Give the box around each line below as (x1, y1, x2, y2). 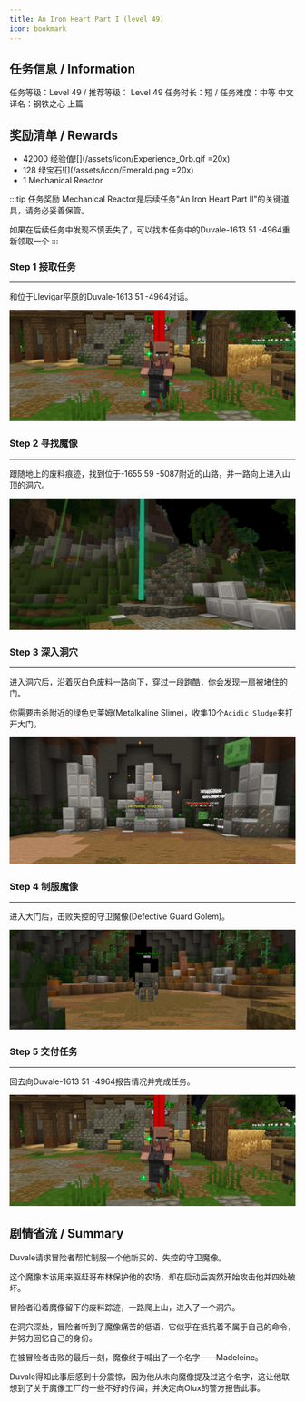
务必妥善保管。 (33, 205, 89, 216)
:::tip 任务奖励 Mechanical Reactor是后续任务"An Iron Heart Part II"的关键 (9, 193, 281, 204)
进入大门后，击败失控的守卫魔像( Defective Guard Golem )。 (9, 911, 230, 922)
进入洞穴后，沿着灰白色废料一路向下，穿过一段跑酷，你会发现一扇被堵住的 (9, 676, 288, 687)
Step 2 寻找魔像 (9, 437, 79, 449)
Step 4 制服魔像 (9, 881, 79, 894)
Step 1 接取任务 (9, 261, 76, 273)
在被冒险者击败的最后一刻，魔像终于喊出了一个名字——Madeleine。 (9, 1351, 263, 1362)
